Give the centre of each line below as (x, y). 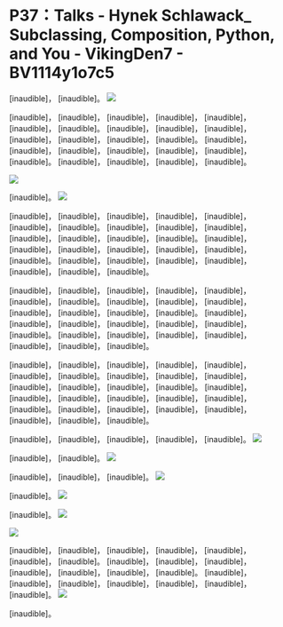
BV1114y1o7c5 (62, 73)
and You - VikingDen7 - (97, 54)
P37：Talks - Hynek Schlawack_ (130, 16)
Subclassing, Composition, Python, (142, 35)
